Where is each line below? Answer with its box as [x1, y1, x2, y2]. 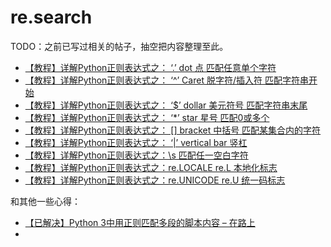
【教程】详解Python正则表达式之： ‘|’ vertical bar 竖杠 [24, 136, 248, 148]
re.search [10, 6, 93, 29]
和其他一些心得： [10, 195, 81, 207]
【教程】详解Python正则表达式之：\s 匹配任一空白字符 [24, 149, 249, 161]
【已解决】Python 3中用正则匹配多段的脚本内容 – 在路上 [24, 216, 256, 228]
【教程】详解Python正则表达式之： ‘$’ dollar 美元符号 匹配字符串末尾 [24, 99, 308, 111]
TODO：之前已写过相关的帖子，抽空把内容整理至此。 [10, 40, 229, 52]
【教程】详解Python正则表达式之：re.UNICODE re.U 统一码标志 [24, 174, 286, 186]
